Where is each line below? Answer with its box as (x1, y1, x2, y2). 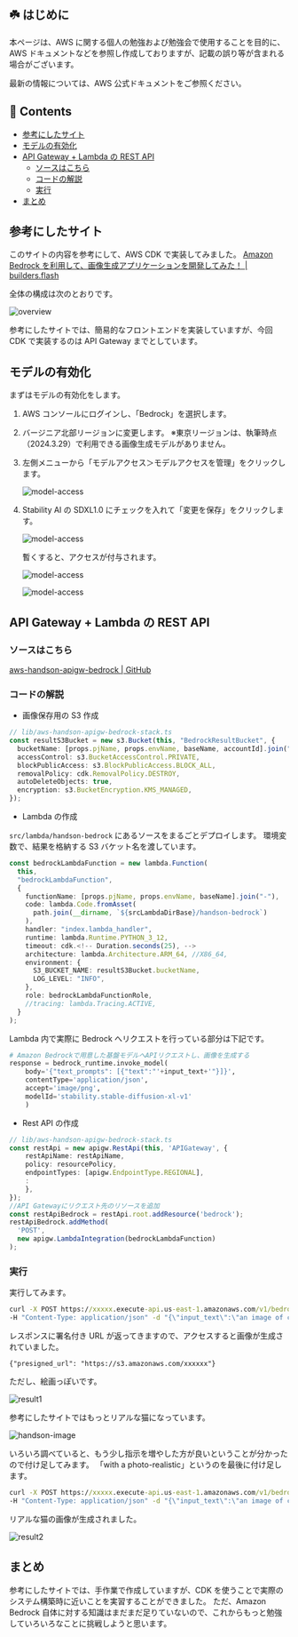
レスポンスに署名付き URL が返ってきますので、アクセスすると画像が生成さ (9, 1330, 284, 1341)
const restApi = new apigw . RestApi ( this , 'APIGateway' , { (9, 1144, 228, 1153)
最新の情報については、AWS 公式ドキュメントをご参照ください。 (9, 77, 247, 88)
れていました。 (9, 1342, 64, 1353)
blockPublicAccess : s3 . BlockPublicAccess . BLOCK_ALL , (17, 761, 216, 770)
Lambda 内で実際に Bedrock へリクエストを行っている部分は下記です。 (9, 1033, 269, 1043)
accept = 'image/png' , (25, 1084, 101, 1093)
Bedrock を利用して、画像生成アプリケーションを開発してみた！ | (9, 260, 248, 271)
